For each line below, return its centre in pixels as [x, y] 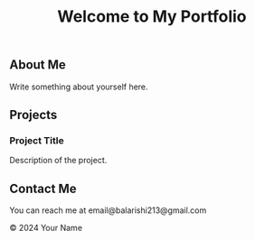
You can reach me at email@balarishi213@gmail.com [108, 210]
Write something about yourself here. [79, 87]
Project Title [37, 140]
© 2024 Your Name [46, 228]
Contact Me [43, 188]
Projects [33, 115]
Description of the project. [58, 161]
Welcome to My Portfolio [152, 17]
